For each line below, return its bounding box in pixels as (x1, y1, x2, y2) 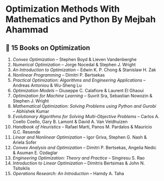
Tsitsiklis (12, 165, 30, 171)
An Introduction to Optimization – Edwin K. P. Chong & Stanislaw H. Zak (12, 67, 157, 73)
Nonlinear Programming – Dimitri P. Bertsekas (12, 72, 105, 78)
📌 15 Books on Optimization (5, 43, 90, 52)
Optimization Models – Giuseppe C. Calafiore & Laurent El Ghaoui (12, 88, 144, 93)
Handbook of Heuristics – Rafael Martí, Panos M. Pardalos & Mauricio (12, 124, 152, 130)
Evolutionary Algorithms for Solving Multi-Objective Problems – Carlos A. (12, 114, 160, 119)
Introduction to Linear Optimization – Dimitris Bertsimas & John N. (12, 160, 145, 166)
